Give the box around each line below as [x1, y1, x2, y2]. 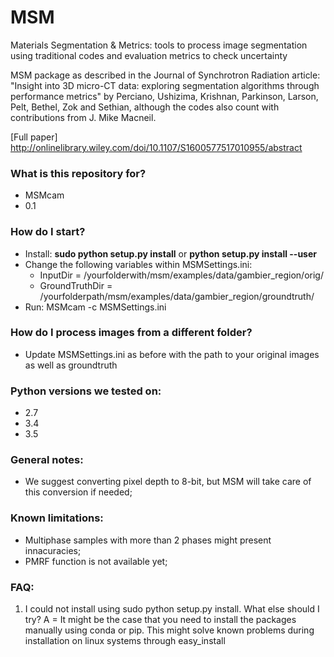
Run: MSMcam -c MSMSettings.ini [24, 301, 167, 313]
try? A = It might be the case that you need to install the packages [24, 614, 297, 626]
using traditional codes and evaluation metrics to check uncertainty [10, 49, 288, 61]
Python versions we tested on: [10, 384, 162, 398]
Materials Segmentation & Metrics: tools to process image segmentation [10, 39, 308, 51]
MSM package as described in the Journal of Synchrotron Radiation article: [10, 69, 321, 81]
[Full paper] [10, 131, 58, 143]
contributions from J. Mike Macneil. [10, 111, 157, 123]
